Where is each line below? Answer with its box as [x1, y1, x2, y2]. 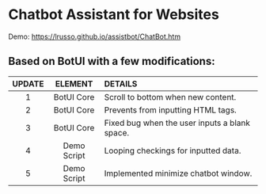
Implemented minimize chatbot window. [104, 168, 253, 179]
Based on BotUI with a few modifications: [8, 55, 215, 68]
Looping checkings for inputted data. [104, 145, 241, 156]
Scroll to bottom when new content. [104, 91, 237, 102]
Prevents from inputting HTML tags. [104, 105, 237, 116]
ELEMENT [55, 78, 93, 89]
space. [104, 127, 130, 138]
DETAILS [104, 78, 138, 89]
